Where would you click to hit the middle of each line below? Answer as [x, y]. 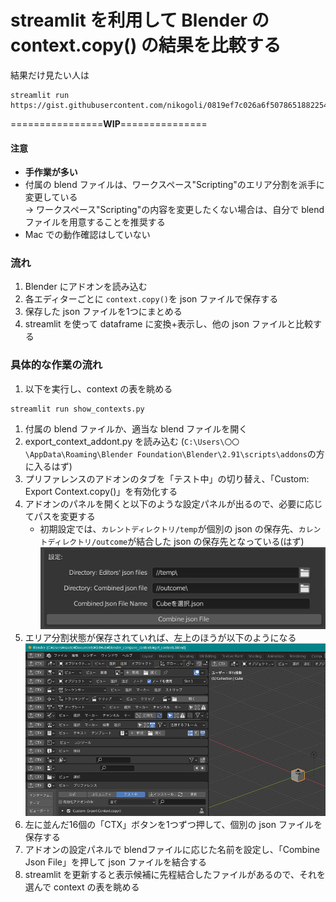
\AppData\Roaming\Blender [78, 454]
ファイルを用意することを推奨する [95, 222]
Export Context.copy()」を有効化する [101, 491]
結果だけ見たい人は [50, 75]
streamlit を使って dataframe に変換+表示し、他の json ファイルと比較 [168, 324]
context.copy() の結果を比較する [146, 45]
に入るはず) [48, 466]
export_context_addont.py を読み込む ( [104, 441]
